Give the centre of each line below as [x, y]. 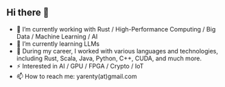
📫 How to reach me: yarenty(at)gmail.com [77, 76]
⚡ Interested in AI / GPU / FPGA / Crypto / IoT [80, 66]
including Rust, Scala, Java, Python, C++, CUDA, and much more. [109, 58]
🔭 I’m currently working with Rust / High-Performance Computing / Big [116, 29]
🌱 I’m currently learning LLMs [58, 43]
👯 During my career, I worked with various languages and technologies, [117, 51]
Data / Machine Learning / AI [57, 36]
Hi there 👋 [28, 13]
